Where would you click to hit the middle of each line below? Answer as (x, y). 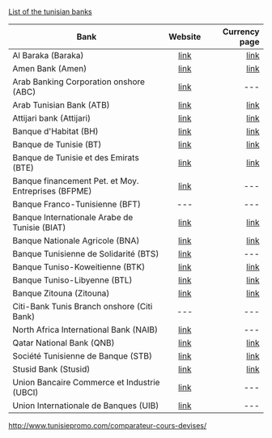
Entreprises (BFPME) (52, 191)
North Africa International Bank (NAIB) (85, 330)
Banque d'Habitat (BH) (55, 131)
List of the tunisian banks (50, 12)
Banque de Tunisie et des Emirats (76, 157)
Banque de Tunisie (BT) (57, 145)
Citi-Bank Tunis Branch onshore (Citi (83, 306)
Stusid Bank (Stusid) (51, 369)
